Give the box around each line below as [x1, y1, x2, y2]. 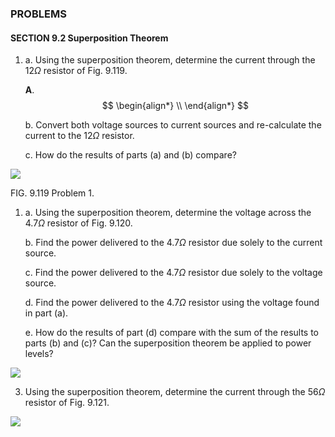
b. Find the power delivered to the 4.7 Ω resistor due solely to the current [24, 237, 323, 249]
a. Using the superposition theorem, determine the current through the [24, 54, 316, 66]
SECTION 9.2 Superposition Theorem [10, 32, 169, 44]
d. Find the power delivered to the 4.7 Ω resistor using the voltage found [24, 297, 320, 309]
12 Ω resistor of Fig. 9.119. [24, 65, 128, 77]
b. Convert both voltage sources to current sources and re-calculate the [24, 119, 322, 131]
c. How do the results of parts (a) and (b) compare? [24, 149, 237, 161]
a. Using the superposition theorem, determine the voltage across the [24, 207, 312, 219]
